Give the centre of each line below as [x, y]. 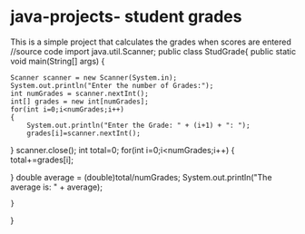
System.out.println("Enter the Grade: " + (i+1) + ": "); [138, 125]
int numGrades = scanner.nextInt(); [79, 93]
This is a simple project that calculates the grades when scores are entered [151, 42]
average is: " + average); [57, 187]
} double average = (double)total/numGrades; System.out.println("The [141, 177]
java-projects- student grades [126, 17]
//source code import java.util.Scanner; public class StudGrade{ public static [153, 51]
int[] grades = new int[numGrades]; [79, 102]
